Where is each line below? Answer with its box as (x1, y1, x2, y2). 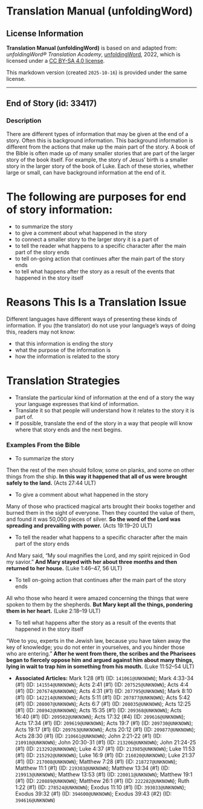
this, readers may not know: (6, 328, 76, 335)
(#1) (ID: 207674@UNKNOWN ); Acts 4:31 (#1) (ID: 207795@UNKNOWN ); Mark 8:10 (14, 687, 192, 694)
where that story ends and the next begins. (14, 426, 123, 433)
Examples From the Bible (6, 441, 80, 450)
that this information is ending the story (14, 340, 114, 347)
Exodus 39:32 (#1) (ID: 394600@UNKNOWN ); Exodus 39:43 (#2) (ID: (14, 790, 172, 797)
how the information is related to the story (14, 352, 120, 360)
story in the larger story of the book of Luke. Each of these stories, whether (6, 162, 194, 170)
